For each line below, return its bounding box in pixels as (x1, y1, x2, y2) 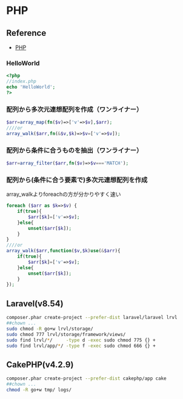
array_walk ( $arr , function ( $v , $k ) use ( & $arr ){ (6, 248, 121, 254)
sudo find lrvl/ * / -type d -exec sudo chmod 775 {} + (6, 337, 156, 343)
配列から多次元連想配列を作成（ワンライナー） (6, 105, 143, 113)
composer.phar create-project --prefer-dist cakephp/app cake (6, 375, 167, 382)
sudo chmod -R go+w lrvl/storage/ (6, 326, 94, 332)
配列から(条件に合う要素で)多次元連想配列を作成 (6, 175, 148, 184)
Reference (6, 28, 47, 38)
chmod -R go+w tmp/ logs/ (6, 386, 72, 393)
